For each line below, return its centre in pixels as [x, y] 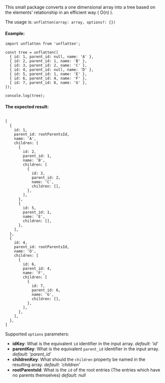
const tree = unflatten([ [32, 52]
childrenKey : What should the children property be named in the [79, 359]
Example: [15, 33]
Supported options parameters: [37, 334]
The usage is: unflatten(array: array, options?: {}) [61, 22]
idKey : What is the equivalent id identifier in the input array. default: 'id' [85, 344]
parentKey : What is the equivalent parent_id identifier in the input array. [86, 349]
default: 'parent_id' [32, 354]
